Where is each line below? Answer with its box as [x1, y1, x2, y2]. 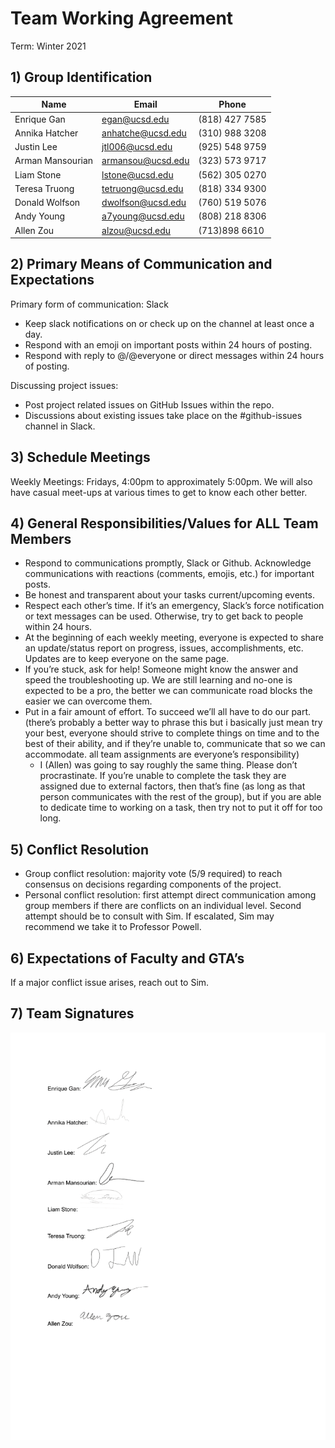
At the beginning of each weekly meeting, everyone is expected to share [24, 632, 324, 644]
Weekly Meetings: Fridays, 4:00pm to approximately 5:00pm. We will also [10, 475, 313, 487]
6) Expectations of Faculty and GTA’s [10, 950, 245, 967]
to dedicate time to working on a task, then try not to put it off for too [39, 802, 323, 814]
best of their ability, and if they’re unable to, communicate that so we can [24, 738, 326, 750]
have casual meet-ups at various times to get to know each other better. [10, 486, 308, 498]
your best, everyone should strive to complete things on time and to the [24, 727, 320, 739]
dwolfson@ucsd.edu [101, 197, 187, 208]
